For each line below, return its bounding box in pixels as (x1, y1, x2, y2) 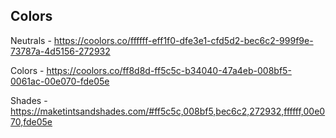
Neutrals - (10, 34, 52, 46)
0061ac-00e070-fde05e (10, 75, 110, 87)
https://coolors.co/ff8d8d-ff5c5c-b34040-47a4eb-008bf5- (46, 64, 292, 76)
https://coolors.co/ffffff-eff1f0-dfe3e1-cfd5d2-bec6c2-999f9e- (53, 34, 314, 46)
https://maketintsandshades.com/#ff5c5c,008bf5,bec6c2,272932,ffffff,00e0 (10, 105, 326, 117)
